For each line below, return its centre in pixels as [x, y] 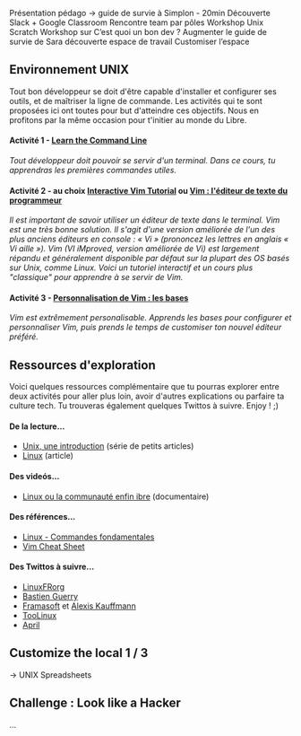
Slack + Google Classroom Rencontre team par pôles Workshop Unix [137, 22]
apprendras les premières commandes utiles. [93, 171]
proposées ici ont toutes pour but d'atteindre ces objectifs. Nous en [134, 110]
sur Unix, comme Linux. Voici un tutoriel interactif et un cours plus [131, 267]
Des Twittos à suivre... [52, 567]
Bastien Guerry [50, 597]
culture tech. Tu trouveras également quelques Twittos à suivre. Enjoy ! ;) [144, 406]
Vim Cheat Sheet [53, 546]
